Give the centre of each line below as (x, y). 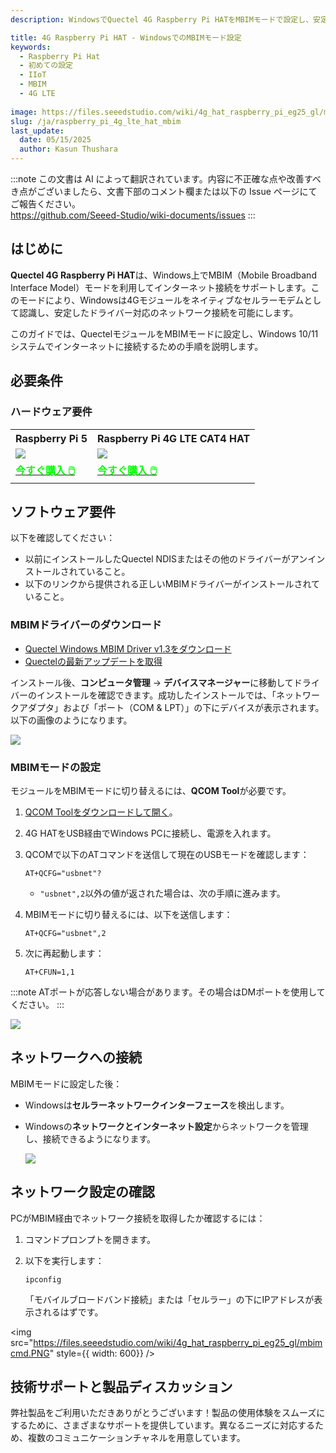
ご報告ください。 (45, 204)
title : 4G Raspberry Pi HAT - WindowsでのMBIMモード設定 (126, 37)
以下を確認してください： (63, 538)
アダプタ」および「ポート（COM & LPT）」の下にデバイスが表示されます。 (171, 707)
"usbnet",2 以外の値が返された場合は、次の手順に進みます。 (162, 893)
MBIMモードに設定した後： (66, 1083)
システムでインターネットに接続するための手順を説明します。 (137, 346)
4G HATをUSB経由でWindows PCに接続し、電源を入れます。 (150, 833)
